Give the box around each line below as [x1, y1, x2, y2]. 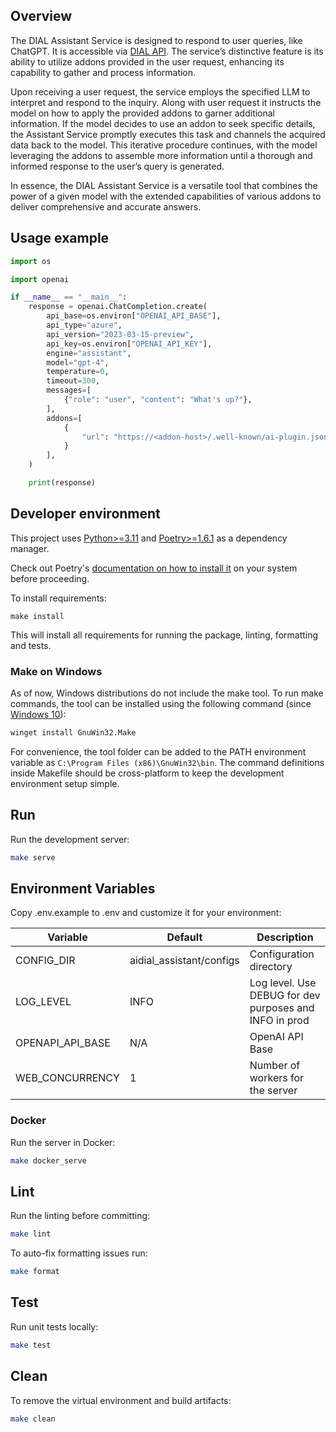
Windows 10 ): [10, 708, 67, 720]
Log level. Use [249, 976, 317, 990]
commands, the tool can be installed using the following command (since [10, 697, 312, 709]
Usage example [10, 230, 110, 247]
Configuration [249, 947, 315, 961]
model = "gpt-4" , [46, 357, 110, 368]
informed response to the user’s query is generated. [10, 160, 225, 172]
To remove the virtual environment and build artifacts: [10, 1394, 232, 1406]
